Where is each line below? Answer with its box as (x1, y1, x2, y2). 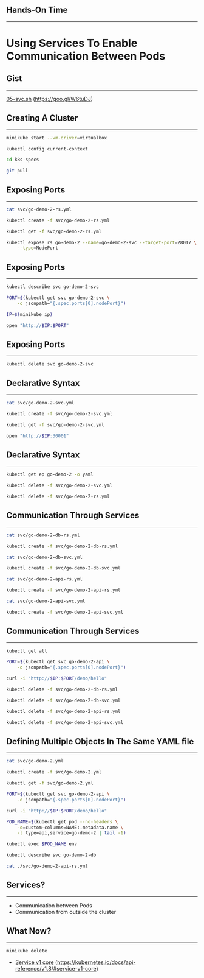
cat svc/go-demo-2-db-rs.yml (6, 532, 80, 538)
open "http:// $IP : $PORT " (6, 322, 69, 328)
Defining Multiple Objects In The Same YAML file (6, 736, 194, 747)
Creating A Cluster (6, 113, 78, 124)
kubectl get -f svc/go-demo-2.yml (6, 780, 94, 786)
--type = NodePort (17, 245, 59, 252)
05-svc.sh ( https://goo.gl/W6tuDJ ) (6, 95, 93, 102)
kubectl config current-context (6, 146, 88, 152)
